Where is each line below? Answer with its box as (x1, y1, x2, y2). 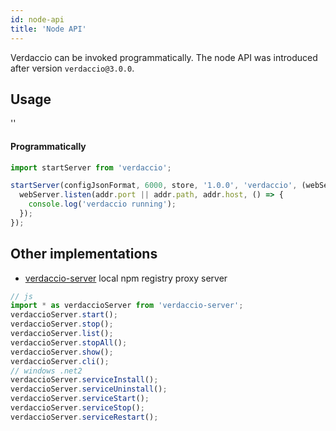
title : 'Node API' (10, 24, 87, 34)
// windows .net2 (10, 366, 83, 376)
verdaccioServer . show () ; (10, 347, 114, 357)
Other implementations (10, 246, 158, 263)
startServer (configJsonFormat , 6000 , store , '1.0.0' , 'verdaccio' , (10, 181, 298, 191)
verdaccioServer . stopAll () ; (10, 337, 128, 348)
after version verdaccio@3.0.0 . (10, 62, 135, 74)
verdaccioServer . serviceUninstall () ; (10, 384, 168, 395)
